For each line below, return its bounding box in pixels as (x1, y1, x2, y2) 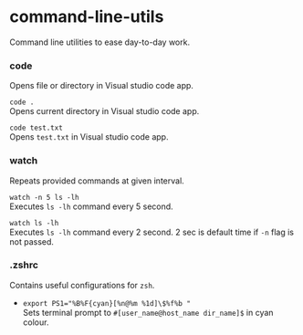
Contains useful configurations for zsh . (9, 279, 155, 290)
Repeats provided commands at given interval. (9, 175, 184, 186)
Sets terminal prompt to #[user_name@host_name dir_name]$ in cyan (22, 307, 274, 318)
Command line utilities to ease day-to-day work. (9, 37, 190, 47)
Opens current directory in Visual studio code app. (9, 106, 200, 117)
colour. (22, 317, 49, 328)
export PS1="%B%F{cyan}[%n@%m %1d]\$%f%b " (22, 298, 192, 308)
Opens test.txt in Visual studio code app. (9, 131, 169, 142)
